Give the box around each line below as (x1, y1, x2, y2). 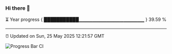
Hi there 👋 (5, 5, 31, 12)
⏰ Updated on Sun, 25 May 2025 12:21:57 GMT (5, 33, 105, 39)
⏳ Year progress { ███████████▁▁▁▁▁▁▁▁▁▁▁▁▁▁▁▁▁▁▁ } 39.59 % (5, 16, 167, 22)
